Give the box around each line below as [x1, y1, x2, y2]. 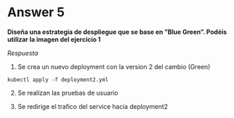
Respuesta [7, 49, 39, 57]
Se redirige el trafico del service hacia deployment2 [17, 102, 168, 110]
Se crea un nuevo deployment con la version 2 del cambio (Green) [17, 62, 211, 71]
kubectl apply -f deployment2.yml [7, 76, 109, 83]
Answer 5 [7, 4, 65, 20]
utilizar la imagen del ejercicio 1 [7, 35, 101, 43]
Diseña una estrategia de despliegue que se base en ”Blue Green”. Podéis [7, 28, 227, 36]
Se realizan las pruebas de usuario [17, 88, 118, 97]
